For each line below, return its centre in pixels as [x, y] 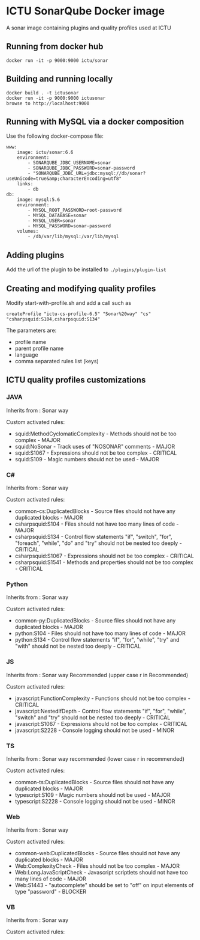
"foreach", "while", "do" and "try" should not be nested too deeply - [99, 543]
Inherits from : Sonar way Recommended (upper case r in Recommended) [97, 675]
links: [25, 184]
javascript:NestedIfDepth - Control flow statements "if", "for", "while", [101, 711]
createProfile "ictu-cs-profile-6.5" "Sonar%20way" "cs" [79, 314]
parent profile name [39, 348]
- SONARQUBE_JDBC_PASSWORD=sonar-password [81, 168]
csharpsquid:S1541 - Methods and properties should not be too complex [104, 562]
